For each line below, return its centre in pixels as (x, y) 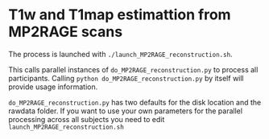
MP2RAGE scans (66, 32)
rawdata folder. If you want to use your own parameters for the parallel (126, 111)
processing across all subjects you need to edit (87, 119)
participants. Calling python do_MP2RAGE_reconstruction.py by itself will (126, 78)
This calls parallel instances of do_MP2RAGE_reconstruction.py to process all (133, 69)
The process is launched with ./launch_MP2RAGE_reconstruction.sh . (120, 54)
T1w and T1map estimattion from (120, 15)
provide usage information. (53, 87)
